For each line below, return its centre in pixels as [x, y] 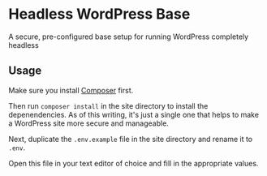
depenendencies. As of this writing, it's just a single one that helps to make [134, 114]
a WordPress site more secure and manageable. [88, 123]
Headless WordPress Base [99, 14]
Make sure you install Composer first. [71, 90]
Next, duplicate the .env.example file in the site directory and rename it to [131, 139]
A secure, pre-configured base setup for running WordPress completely [129, 36]
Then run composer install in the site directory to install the [108, 105]
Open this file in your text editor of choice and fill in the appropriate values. [133, 163]
